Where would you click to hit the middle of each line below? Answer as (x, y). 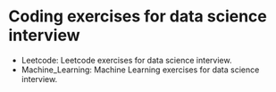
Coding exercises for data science (138, 17)
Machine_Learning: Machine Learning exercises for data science (140, 70)
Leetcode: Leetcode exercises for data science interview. (126, 60)
